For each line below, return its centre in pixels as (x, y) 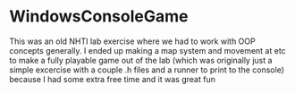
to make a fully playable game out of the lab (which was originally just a (141, 60)
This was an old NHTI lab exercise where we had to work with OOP (133, 41)
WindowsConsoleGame (99, 17)
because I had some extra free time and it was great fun (113, 79)
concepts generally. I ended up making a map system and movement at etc (147, 50)
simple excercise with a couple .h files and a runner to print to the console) (147, 70)
